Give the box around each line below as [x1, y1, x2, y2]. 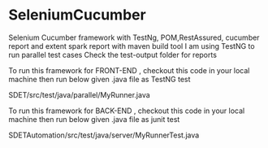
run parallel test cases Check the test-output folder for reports [8, 50, 218, 59]
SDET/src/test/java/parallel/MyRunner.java [8, 89, 150, 99]
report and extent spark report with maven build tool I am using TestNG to [8, 41, 255, 50]
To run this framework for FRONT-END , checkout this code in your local [8, 65, 250, 75]
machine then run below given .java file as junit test [8, 114, 180, 124]
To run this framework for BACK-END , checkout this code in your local [8, 106, 245, 115]
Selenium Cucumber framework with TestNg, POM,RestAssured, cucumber [8, 33, 260, 42]
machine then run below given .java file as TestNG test [8, 74, 191, 84]
